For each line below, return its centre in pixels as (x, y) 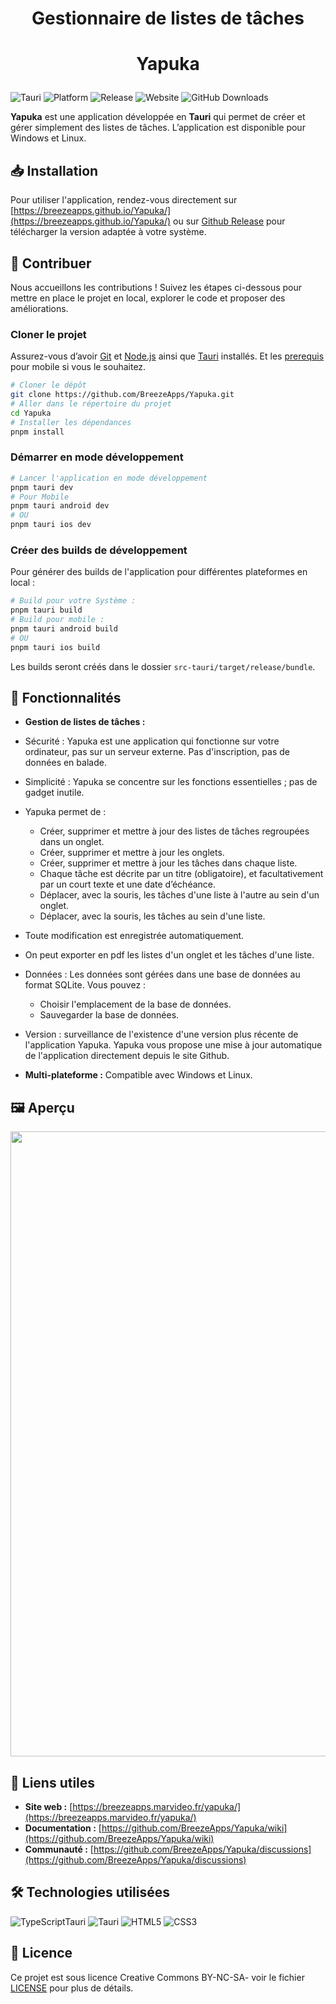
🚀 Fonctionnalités (66, 698)
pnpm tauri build (46, 610)
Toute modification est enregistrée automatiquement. (134, 936)
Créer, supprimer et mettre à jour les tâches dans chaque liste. (168, 863)
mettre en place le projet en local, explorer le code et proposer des (148, 298)
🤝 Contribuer (51, 263)
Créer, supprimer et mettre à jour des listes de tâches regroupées (174, 831)
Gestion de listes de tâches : (85, 722)
